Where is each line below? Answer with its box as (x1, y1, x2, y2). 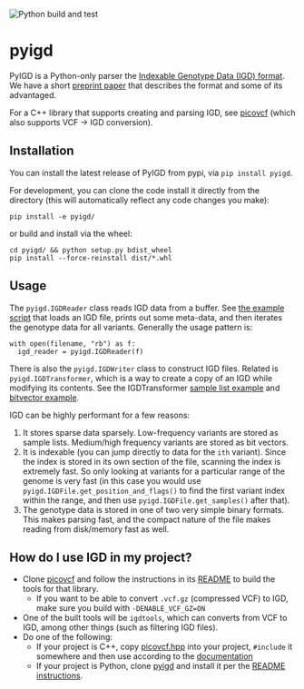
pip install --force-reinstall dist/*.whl (9, 253, 172, 262)
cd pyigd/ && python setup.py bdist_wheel (9, 245, 172, 254)
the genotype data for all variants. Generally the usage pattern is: (9, 321, 253, 332)
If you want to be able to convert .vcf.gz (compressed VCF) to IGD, (35, 593, 289, 604)
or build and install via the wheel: (9, 228, 133, 239)
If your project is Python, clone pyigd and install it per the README (35, 661, 286, 672)
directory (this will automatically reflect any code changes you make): (9, 194, 270, 205)
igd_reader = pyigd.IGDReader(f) (17, 347, 144, 356)
